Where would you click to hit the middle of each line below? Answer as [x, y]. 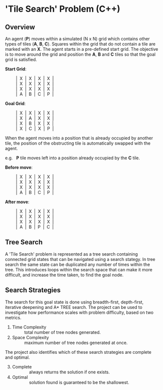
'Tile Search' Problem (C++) [63, 9]
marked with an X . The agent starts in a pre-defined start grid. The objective [82, 49]
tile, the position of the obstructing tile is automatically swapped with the [78, 143]
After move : [17, 202]
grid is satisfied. [21, 59]
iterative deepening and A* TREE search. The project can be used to [74, 307]
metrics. [13, 317]
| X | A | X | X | [35, 118]
